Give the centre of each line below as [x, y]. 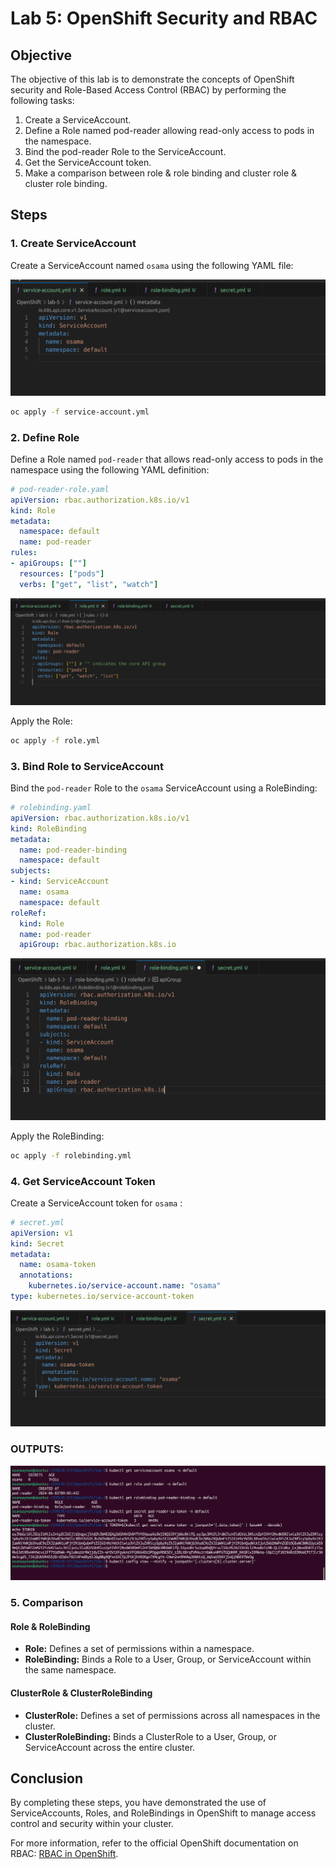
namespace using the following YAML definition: [110, 469]
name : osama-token [58, 1265]
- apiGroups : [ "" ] [48, 563]
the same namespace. [70, 1670]
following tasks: [42, 100]
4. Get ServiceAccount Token [83, 1181]
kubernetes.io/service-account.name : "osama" [125, 1286]
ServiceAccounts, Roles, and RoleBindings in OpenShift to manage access [163, 1813]
